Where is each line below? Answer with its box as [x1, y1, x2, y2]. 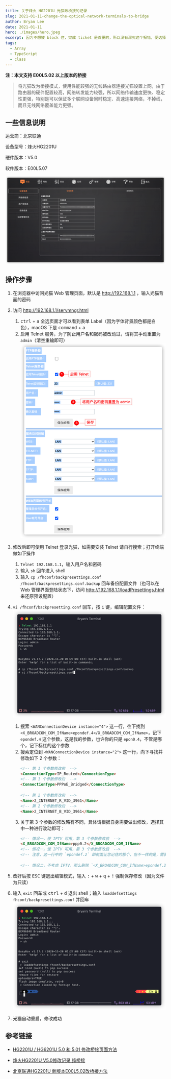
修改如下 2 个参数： [20, 755, 62, 761]
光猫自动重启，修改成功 [12, 1016, 62, 1022]
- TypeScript [10, 51, 38, 56]
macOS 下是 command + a [31, 324, 85, 330]
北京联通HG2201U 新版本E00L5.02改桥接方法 [12, 1068, 108, 1074]
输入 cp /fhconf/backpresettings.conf [20, 574, 102, 580]
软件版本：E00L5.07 [5, 165, 48, 171]
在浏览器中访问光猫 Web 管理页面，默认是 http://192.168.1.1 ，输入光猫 [12, 290, 159, 296]
